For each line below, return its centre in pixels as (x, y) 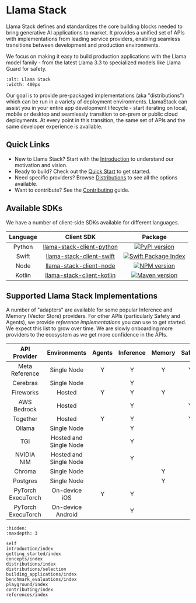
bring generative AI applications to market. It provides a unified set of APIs (95, 32)
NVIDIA (25, 455)
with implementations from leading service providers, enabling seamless (93, 39)
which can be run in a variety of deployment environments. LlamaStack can (97, 101)
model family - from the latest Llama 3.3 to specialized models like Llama (93, 63)
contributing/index (30, 590)
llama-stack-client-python (80, 247)
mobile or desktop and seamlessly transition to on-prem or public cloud (92, 114)
